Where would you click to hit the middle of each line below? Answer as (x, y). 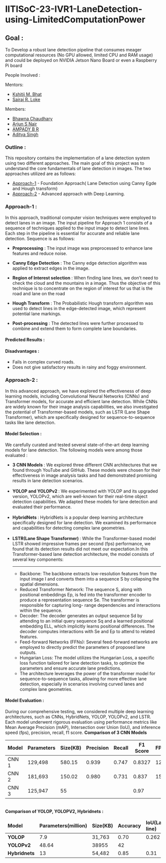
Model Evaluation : (25, 700)
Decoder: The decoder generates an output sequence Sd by (81, 615)
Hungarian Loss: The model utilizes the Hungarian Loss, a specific (87, 658)
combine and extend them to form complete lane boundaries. (75, 328)
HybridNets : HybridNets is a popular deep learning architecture (78, 517)
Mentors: (14, 85)
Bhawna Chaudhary (32, 119)
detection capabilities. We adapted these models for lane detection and (85, 501)
